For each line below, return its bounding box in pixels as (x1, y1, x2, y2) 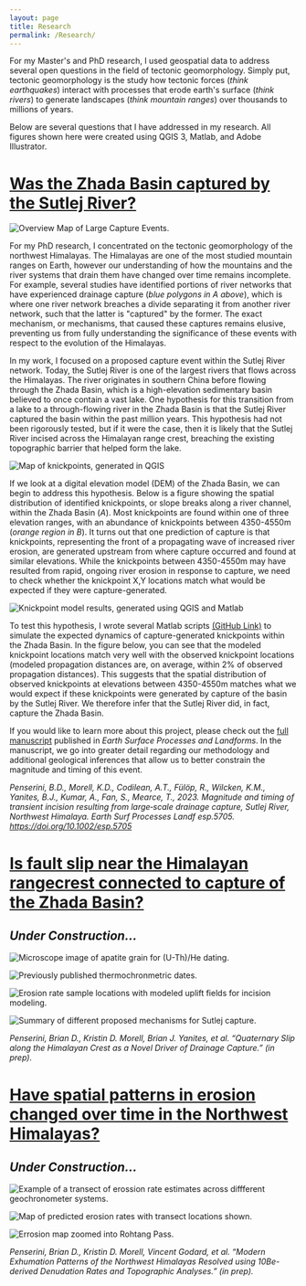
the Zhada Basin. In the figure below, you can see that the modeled (9, 640, 262, 651)
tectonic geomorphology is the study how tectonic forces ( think (9, 75, 249, 86)
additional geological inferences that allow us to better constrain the (9, 755, 266, 766)
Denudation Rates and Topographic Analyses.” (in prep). (39, 1266, 254, 1277)
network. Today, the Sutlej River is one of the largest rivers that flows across (9, 365, 297, 376)
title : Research (9, 22, 71, 31)
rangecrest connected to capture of (9, 872, 286, 893)
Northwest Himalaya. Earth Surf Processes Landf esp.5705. (9, 811, 236, 823)
